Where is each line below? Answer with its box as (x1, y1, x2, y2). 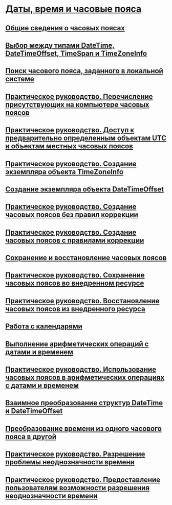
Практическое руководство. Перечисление (5, 92, 153, 101)
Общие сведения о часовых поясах (5, 24, 125, 32)
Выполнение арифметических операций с (5, 339, 149, 348)
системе (5, 75, 35, 83)
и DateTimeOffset (5, 407, 63, 415)
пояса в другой (5, 432, 57, 441)
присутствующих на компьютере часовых (5, 100, 149, 109)
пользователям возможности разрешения (5, 483, 150, 492)
